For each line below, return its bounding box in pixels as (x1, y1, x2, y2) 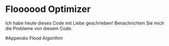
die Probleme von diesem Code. (5, 25, 73, 31)
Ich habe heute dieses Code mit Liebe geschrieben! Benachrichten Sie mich (5, 20, 164, 26)
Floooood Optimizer (5, 3, 91, 15)
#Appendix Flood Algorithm (5, 35, 63, 41)
